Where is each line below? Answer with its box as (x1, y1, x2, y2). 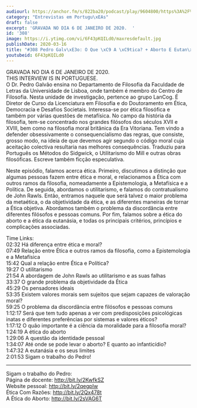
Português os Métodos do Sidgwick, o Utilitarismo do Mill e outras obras (6, 149, 181, 156)
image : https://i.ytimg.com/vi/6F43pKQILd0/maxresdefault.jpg (6, 36, 161, 42)
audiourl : (6, 8, 30, 15)
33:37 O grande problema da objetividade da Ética (6, 278, 128, 285)
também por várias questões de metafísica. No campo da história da (6, 112, 172, 119)
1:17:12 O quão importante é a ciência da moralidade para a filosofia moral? (6, 322, 186, 329)
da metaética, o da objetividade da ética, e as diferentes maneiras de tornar (6, 198, 189, 205)
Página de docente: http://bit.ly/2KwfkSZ (6, 376, 104, 383)
